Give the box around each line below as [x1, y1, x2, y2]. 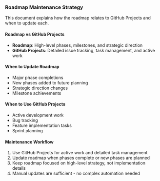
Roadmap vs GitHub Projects [5, 31, 65, 37]
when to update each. [5, 20, 49, 26]
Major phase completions [12, 75, 63, 80]
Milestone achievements [12, 90, 61, 96]
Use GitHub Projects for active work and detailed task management [12, 150, 148, 156]
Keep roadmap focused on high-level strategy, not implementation [12, 160, 145, 166]
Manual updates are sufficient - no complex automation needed [12, 170, 140, 177]
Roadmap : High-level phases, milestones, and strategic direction [12, 42, 143, 48]
